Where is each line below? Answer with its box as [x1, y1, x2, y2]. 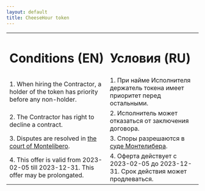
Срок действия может [121, 167, 187, 175]
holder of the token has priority [9, 87, 98, 95]
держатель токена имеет [109, 83, 184, 92]
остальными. [109, 99, 149, 107]
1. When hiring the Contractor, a [9, 80, 102, 88]
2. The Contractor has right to [9, 113, 95, 121]
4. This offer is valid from [9, 155, 81, 164]
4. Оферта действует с [109, 151, 177, 160]
